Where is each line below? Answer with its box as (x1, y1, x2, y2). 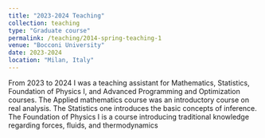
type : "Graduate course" (8, 26, 91, 34)
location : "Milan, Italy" (8, 57, 94, 65)
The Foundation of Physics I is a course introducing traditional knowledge (8, 112, 249, 121)
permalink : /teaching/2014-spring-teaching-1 (8, 34, 162, 42)
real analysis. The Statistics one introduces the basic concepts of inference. (8, 103, 257, 112)
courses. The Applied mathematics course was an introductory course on (8, 95, 249, 104)
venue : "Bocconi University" (8, 41, 105, 49)
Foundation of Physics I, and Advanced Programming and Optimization (8, 86, 241, 96)
